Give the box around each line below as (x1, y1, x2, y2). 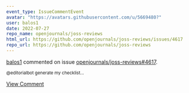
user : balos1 (6, 20, 39, 26)
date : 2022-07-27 (6, 25, 50, 32)
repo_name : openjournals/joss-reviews (6, 31, 103, 37)
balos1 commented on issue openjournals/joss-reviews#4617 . (6, 58, 158, 66)
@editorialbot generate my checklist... (6, 70, 84, 76)
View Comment (6, 80, 44, 87)
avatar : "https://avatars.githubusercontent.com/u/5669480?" (6, 14, 162, 20)
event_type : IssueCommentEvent (6, 8, 84, 15)
